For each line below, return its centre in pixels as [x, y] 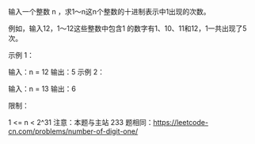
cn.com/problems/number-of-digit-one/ [73, 131]
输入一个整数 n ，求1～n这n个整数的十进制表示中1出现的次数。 [110, 11]
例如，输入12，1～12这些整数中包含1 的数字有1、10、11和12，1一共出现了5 [127, 28]
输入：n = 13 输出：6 [42, 89]
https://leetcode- [181, 122]
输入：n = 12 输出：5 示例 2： [57, 72]
